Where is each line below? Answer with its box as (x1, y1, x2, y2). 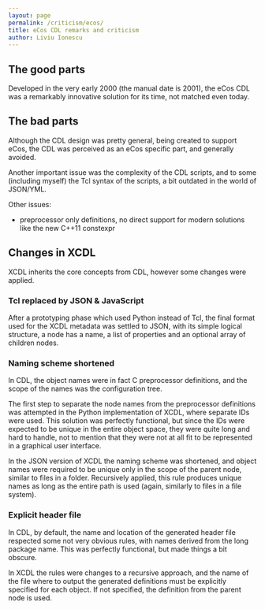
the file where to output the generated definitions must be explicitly (8, 576, 227, 585)
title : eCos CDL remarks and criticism (8, 26, 140, 34)
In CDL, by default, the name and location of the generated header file (8, 527, 237, 537)
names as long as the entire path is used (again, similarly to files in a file (8, 481, 242, 491)
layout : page (8, 11, 51, 20)
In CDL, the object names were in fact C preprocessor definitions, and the (8, 376, 248, 385)
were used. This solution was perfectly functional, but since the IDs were (8, 416, 245, 425)
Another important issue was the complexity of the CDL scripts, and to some (8, 167, 257, 177)
